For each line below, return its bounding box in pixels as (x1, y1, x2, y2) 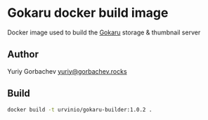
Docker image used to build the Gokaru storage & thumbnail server (7, 28, 201, 36)
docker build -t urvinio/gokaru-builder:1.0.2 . (7, 106, 152, 113)
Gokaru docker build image (7, 5, 169, 21)
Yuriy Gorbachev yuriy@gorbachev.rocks (7, 67, 128, 75)
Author (7, 48, 39, 60)
